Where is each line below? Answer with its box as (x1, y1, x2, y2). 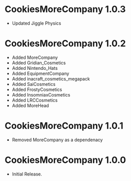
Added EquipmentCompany (12, 70, 70, 76)
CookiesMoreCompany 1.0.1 (5, 120, 123, 132)
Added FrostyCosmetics (12, 86, 62, 93)
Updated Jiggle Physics (12, 20, 61, 26)
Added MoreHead (12, 102, 49, 109)
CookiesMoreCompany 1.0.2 (5, 38, 126, 49)
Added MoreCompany (12, 54, 58, 60)
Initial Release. (12, 171, 42, 177)
